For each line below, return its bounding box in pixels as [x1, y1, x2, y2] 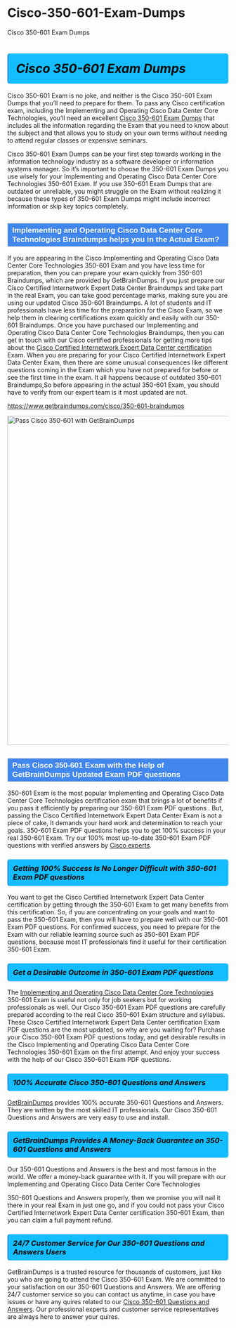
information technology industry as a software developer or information [7, 157, 214, 166]
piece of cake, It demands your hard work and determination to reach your [7, 819, 223, 827]
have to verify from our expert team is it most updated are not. [7, 388, 188, 397]
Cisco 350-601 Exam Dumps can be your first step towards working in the [7, 150, 221, 159]
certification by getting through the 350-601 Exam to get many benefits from [7, 900, 229, 909]
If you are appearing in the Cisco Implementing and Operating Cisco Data [7, 254, 220, 263]
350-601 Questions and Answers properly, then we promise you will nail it [7, 1193, 221, 1202]
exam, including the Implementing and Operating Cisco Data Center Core [7, 107, 219, 115]
